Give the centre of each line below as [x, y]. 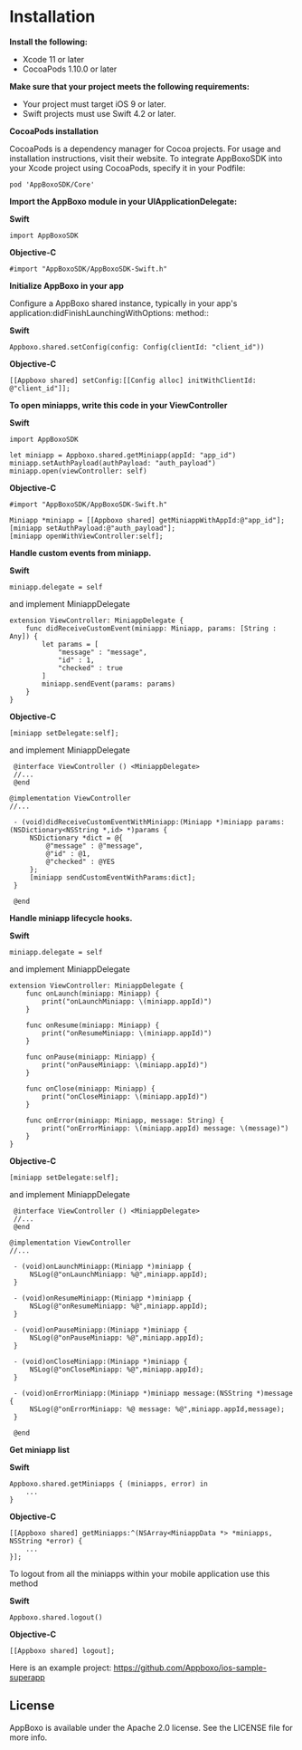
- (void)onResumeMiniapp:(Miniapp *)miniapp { [103, 1298]
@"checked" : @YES [80, 861]
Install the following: [49, 42]
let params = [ [71, 644]
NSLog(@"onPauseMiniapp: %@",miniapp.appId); [117, 1338]
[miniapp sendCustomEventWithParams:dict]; [113, 877]
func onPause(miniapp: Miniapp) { [90, 1057]
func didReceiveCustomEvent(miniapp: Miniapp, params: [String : [151, 628]
